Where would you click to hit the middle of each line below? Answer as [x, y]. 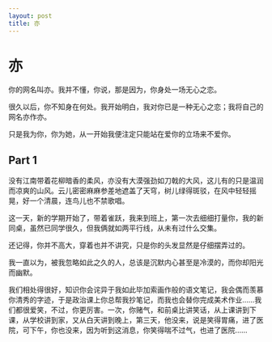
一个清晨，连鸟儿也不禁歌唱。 [79, 201]
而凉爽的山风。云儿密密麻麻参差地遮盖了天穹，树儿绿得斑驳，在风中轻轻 [129, 191]
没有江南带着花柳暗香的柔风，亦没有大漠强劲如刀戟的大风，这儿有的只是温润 [136, 181]
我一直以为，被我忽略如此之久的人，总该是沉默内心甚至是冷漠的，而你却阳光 [136, 263]
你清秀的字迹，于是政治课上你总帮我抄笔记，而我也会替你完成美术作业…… [132, 300]
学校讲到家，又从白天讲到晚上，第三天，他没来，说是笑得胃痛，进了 [143, 320]
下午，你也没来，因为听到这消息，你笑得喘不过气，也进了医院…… [139, 330]
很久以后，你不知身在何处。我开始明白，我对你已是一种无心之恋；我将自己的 [136, 107]
